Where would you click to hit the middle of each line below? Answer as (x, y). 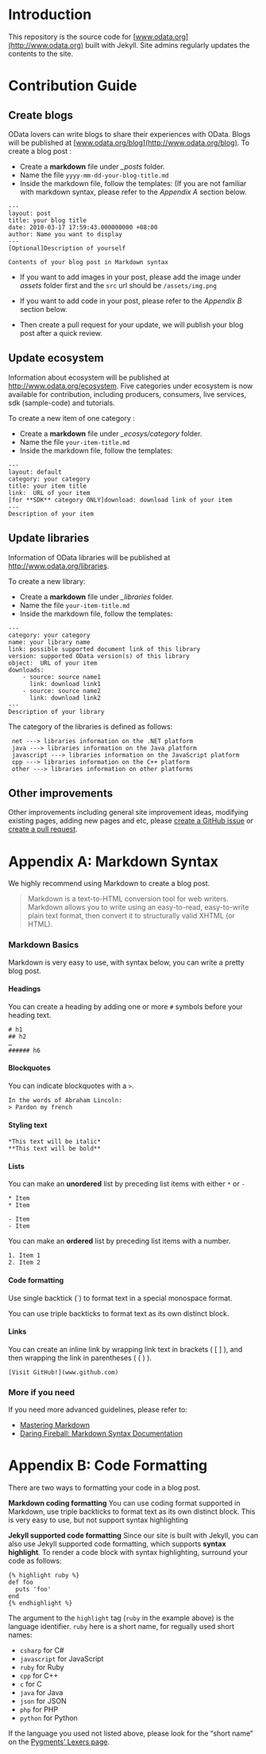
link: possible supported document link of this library (104, 649)
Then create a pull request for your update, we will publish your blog (131, 325)
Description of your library (56, 711)
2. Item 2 (25, 1263)
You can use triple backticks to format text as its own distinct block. (119, 1313)
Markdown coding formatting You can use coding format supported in (124, 1503)
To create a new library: (47, 581)
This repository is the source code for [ (72, 37)
